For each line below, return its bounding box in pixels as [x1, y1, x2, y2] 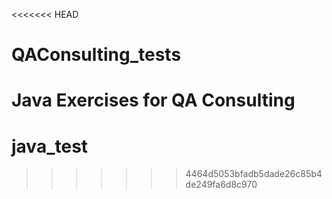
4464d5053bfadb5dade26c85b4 [185, 168, 323, 180]
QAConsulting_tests [11, 44, 182, 66]
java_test [11, 135, 89, 158]
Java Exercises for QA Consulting [11, 89, 296, 112]
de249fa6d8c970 [185, 179, 258, 191]
